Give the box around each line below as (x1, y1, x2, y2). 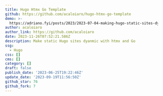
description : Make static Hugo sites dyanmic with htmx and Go (5, 39, 136, 44)
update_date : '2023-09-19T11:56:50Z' (5, 75, 81, 80)
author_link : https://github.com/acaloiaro (5, 30, 95, 34)
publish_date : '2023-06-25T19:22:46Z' (5, 70, 83, 75)
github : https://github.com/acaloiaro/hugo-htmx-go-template (5, 12, 131, 16)
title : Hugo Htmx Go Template (5, 7, 66, 12)
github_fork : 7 (5, 83, 36, 89)
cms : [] (5, 57, 21, 62)
